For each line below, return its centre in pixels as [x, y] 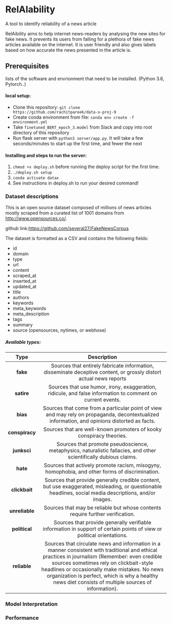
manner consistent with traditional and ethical [103, 550]
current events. [103, 400]
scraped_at [25, 275]
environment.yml [30, 122]
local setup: [18, 96]
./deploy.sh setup [32, 173]
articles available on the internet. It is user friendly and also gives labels [81, 44]
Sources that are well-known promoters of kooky [103, 429]
